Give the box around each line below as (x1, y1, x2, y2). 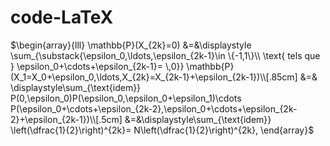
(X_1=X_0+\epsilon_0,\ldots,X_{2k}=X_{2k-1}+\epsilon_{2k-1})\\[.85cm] (10, 71, 298, 83)
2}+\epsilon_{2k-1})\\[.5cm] (10, 113, 123, 125)
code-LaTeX (10, 6, 114, 29)
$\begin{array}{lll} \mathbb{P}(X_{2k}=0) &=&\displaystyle (10, 39, 252, 51)
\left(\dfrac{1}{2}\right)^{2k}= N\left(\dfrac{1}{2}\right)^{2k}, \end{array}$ (10, 124, 315, 136)
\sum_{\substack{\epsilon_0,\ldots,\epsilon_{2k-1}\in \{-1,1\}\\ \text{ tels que (10, 49, 321, 61)
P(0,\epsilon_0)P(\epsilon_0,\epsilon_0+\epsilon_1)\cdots (10, 92, 242, 104)
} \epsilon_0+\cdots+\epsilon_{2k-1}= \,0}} (10, 60, 185, 72)
